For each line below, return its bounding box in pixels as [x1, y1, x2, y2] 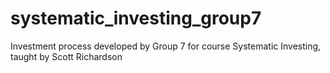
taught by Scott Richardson [10, 50, 123, 62]
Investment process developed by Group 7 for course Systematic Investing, [10, 40, 322, 52]
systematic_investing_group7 [10, 7, 262, 30]
